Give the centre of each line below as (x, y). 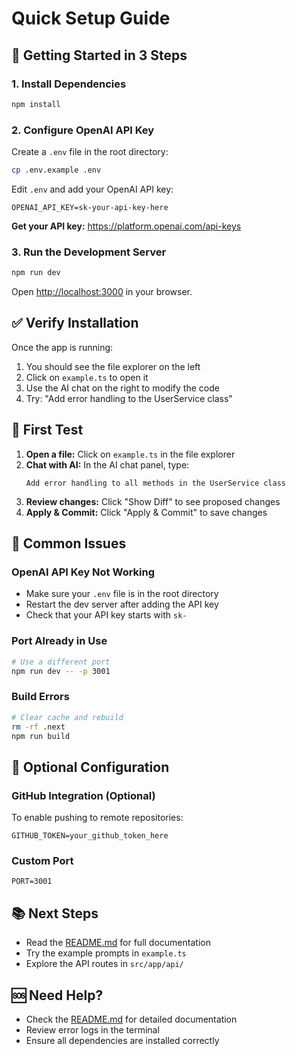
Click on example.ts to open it (87, 377)
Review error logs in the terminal (92, 1029)
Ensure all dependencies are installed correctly (122, 1040)
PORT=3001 (32, 882)
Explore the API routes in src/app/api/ (104, 964)
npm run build (41, 736)
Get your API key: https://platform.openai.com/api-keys (126, 226)
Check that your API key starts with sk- (106, 615)
